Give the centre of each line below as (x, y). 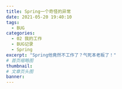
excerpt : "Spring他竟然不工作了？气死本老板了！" (61, 55)
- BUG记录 (22, 44)
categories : (21, 33)
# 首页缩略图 (20, 60)
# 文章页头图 (20, 71)
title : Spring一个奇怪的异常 (39, 11)
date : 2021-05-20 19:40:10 (39, 17)
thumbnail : (19, 66)
